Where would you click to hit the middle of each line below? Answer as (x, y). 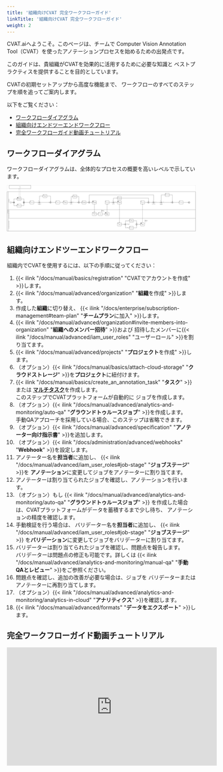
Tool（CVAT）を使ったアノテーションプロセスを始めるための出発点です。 (97, 52)
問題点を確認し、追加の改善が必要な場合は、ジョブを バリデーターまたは (106, 577)
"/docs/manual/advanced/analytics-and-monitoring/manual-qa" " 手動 (102, 562)
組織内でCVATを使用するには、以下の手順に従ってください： (82, 266)
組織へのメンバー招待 (79, 330)
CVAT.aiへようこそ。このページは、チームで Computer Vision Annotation (97, 44)
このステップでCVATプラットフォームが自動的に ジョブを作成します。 (102, 397)
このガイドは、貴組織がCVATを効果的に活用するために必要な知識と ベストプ (101, 64)
